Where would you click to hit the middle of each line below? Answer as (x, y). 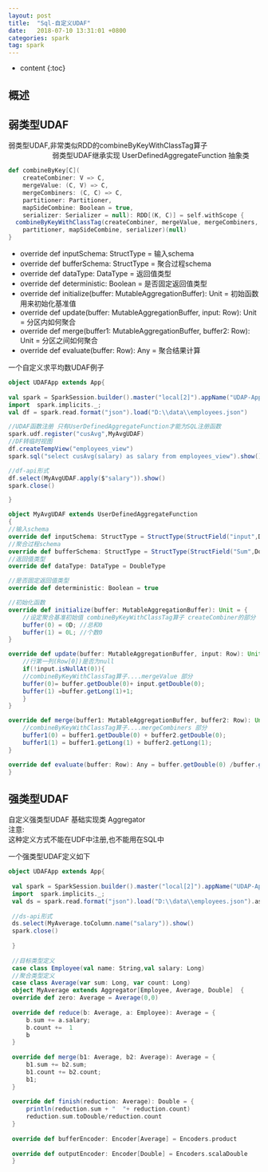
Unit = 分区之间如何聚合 (59, 341)
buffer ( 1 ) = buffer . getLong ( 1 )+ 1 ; (78, 691)
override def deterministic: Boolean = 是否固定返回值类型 (113, 283)
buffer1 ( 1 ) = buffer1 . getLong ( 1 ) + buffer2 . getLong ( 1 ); (118, 742)
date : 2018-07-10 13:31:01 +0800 (67, 30)
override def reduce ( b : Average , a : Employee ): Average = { (114, 1012)
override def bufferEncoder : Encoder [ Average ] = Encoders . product (124, 1138)
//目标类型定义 (33, 960)
